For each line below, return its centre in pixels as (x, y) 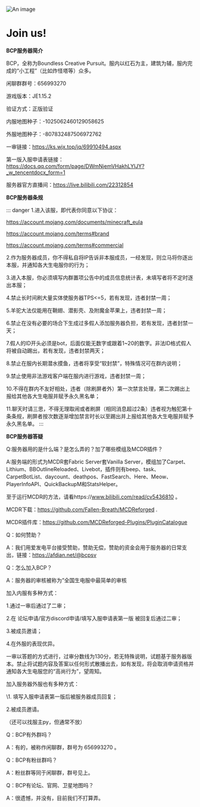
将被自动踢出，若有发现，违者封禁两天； (56, 350)
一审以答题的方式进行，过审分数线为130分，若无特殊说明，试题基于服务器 (97, 656)
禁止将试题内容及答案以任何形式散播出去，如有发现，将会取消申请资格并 (105, 664)
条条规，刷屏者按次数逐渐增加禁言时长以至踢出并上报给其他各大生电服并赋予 (100, 416)
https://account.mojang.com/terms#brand (58, 233)
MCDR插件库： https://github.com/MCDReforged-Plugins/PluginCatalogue (97, 522)
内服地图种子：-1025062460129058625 (55, 121)
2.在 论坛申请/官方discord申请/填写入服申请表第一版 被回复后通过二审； (94, 618)
